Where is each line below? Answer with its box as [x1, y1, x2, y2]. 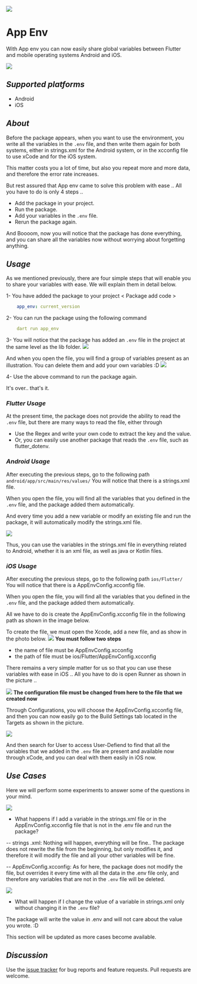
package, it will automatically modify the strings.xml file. [6, 518, 142, 526]
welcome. [6, 972, 30, 979]
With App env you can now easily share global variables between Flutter [6, 45, 181, 52]
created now [6, 695, 38, 702]
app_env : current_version [16, 303, 81, 310]
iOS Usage [6, 562, 37, 570]
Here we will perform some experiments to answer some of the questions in [6, 786, 190, 793]
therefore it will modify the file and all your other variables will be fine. [6, 852, 175, 859]
